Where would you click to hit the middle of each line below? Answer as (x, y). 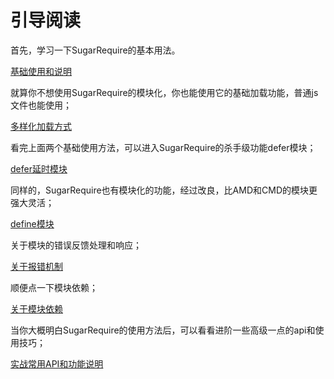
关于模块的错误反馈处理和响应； (76, 245)
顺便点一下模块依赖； (54, 287)
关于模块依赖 (36, 308)
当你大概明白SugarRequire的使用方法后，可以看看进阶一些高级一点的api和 (163, 330)
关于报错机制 (36, 266)
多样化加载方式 (41, 126)
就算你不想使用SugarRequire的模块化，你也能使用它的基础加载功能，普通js (164, 92)
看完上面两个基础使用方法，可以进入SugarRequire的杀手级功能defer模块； (163, 147)
